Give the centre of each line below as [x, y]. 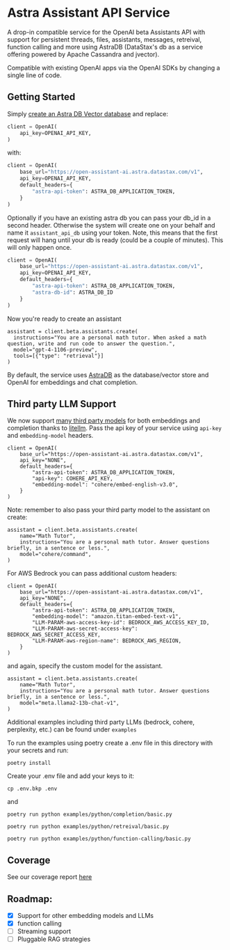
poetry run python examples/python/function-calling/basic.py [99, 839]
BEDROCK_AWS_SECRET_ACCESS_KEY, [54, 635]
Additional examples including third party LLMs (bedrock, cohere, [101, 722]
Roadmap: [30, 899]
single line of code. [34, 75]
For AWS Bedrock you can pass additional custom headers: [92, 573]
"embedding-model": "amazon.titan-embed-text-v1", [107, 617]
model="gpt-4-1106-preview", [56, 349]
